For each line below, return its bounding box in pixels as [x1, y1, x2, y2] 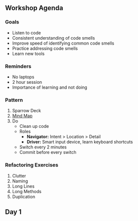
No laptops [12, 74, 35, 80]
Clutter [12, 172, 26, 178]
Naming [12, 178, 28, 184]
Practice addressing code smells [12, 45, 78, 51]
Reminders [5, 63, 32, 70]
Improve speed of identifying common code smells [12, 40, 115, 46]
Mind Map [12, 113, 33, 119]
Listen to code [12, 29, 41, 36]
